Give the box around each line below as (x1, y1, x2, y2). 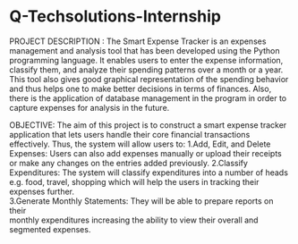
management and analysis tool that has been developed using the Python (9, 45, 280, 55)
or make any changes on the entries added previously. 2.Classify (9, 157, 249, 168)
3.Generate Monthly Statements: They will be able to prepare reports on (9, 195, 275, 206)
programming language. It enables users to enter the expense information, (9, 55, 284, 65)
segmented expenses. (9, 223, 91, 234)
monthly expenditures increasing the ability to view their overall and (9, 215, 259, 225)
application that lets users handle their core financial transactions (9, 129, 251, 139)
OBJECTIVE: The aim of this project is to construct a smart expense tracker (9, 119, 287, 130)
